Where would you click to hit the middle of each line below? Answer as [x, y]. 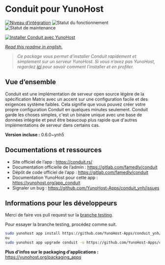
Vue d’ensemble [31, 82]
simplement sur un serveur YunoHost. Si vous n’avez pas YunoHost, [86, 61]
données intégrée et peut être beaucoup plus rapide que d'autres [71, 120]
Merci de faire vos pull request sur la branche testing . [59, 215]
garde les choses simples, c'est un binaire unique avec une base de [74, 115]
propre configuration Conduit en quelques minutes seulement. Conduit [77, 109]
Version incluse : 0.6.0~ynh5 [35, 134]
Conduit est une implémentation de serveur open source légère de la [75, 94]
